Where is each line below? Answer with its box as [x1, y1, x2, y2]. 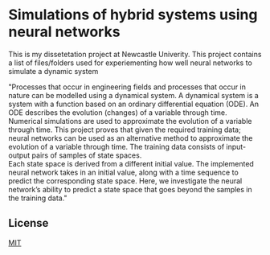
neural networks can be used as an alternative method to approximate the [8, 133, 253, 142]
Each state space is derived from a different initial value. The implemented [8, 158, 255, 168]
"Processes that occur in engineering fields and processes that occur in [8, 82, 247, 92]
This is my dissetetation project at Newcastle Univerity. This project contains [8, 49, 262, 59]
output [8, 150, 31, 160]
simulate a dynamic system [8, 66, 99, 76]
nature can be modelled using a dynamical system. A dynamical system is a [8, 90, 259, 100]
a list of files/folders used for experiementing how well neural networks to [8, 58, 253, 68]
